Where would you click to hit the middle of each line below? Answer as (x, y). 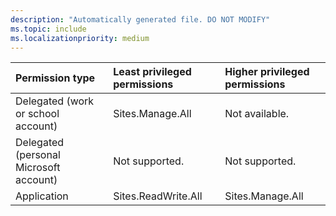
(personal (38, 155)
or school (37, 114)
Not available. (257, 114)
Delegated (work (55, 101)
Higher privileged (267, 72)
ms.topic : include (48, 29)
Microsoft (38, 168)
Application (42, 196)
